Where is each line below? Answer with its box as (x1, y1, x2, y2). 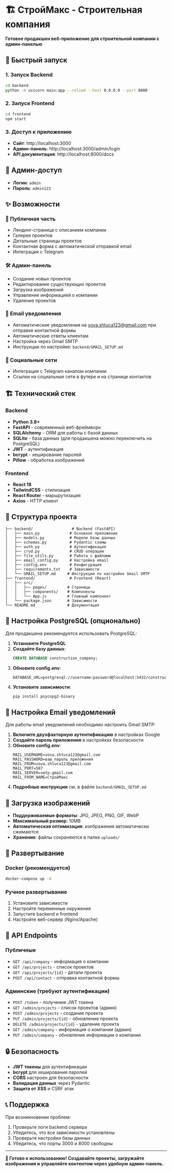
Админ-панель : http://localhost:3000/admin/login (12, 145, 120, 152)
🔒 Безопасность (5, 1047, 59, 1056)
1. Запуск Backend (5, 71, 53, 79)
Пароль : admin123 (12, 185, 51, 191)
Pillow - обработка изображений (12, 457, 85, 463)
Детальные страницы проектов (12, 238, 82, 244)
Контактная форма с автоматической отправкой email (12, 243, 132, 250)
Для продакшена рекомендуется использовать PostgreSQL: (5, 630, 137, 636)
